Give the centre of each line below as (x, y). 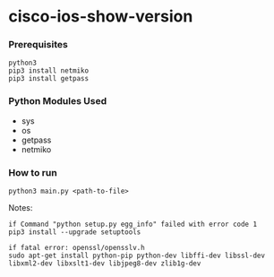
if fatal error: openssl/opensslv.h (77, 248)
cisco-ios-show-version (101, 17)
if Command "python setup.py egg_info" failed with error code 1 (133, 225)
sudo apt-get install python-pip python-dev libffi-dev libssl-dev (137, 256)
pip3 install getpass (49, 79)
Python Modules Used (58, 101)
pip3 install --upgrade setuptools (75, 232)
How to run (33, 172)
